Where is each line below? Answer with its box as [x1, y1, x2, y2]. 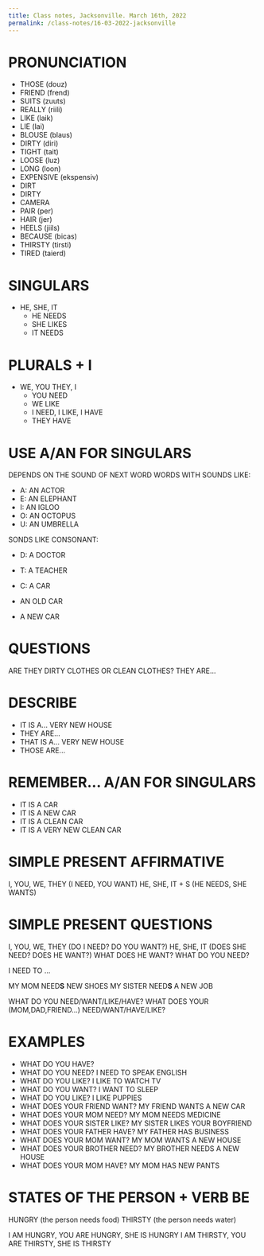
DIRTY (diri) [19, 138, 59, 148]
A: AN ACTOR [19, 486, 65, 496]
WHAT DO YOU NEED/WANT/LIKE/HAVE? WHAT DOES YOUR [8, 996, 209, 1006]
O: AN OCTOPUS [19, 511, 76, 521]
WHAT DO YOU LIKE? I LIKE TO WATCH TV [19, 1075, 161, 1086]
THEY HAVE [31, 416, 72, 426]
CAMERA [19, 198, 50, 208]
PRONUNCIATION [8, 53, 127, 72]
